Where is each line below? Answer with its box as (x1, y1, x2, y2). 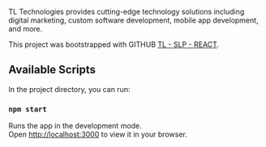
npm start (8, 104, 47, 114)
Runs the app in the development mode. (8, 121, 142, 131)
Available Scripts (8, 63, 96, 77)
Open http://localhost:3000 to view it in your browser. (8, 129, 188, 140)
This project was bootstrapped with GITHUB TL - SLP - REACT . (8, 40, 220, 49)
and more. (8, 24, 43, 33)
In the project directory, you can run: (8, 84, 131, 94)
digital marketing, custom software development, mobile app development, (8, 15, 259, 25)
